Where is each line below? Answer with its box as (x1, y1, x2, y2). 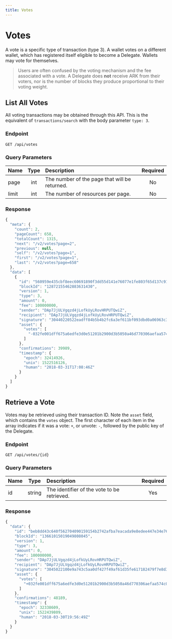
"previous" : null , (14, 246, 54, 251)
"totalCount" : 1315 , (14, 236, 58, 241)
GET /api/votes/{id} (5, 452, 50, 457)
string (27, 489, 42, 497)
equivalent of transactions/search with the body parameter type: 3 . (5, 117, 150, 123)
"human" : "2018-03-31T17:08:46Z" (24, 365, 95, 370)
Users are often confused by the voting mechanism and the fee (17, 67, 152, 73)
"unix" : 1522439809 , (18, 610, 63, 615)
